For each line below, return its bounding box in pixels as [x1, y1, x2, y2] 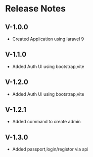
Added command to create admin [12, 119, 81, 125]
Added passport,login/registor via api [12, 146, 89, 152]
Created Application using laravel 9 [12, 36, 84, 42]
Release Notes [5, 3, 66, 14]
